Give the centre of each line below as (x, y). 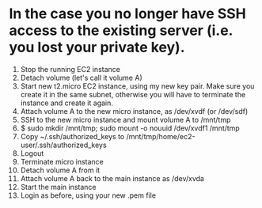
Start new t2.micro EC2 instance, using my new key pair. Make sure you (137, 86)
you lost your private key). (97, 47)
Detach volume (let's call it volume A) (81, 78)
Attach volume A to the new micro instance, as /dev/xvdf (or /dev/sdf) (134, 111)
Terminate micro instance (62, 161)
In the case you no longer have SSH (127, 14)
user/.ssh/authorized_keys (63, 145)
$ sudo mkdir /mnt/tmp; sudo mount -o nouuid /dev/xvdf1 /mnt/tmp (130, 128)
